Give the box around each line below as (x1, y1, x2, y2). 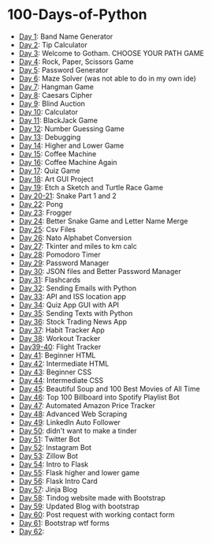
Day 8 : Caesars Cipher (18, 90, 93, 99)
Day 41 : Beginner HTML (18, 350, 96, 360)
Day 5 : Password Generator (18, 65, 109, 74)
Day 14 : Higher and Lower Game (18, 141, 125, 150)
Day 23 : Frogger (18, 208, 73, 217)
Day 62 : (18, 527, 45, 536)
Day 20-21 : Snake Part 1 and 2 (18, 191, 117, 201)
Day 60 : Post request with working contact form (18, 509, 175, 519)
